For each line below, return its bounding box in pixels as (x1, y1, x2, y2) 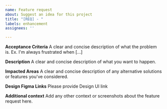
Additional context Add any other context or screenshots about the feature (5, 93, 160, 99)
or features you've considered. (5, 74, 69, 80)
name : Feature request (5, 7, 52, 12)
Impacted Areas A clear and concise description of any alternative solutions (5, 68, 162, 75)
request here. (5, 98, 33, 105)
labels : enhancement (5, 21, 48, 26)
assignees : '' (5, 26, 35, 31)
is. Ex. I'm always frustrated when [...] (5, 49, 83, 55)
